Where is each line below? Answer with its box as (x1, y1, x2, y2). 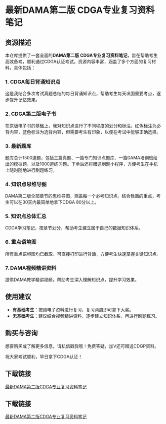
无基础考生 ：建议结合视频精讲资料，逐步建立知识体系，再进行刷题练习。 (12, 313, 160, 319)
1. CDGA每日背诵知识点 (5, 78, 61, 85)
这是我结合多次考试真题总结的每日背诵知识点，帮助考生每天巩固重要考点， (5, 90, 157, 97)
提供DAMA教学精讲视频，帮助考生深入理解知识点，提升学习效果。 (5, 277, 139, 283)
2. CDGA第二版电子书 (5, 110, 57, 117)
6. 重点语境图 (5, 239, 37, 246)
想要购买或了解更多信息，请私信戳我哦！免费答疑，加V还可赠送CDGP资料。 (5, 343, 159, 349)
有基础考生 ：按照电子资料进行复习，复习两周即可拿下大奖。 (12, 306, 134, 313)
